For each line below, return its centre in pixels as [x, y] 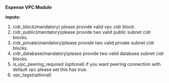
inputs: [13, 17]
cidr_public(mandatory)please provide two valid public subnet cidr [82, 32]
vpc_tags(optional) [32, 75]
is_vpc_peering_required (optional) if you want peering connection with [87, 64]
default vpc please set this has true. [50, 69]
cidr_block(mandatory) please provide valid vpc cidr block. [74, 27]
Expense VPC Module [29, 7]
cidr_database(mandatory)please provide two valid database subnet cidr [88, 53]
